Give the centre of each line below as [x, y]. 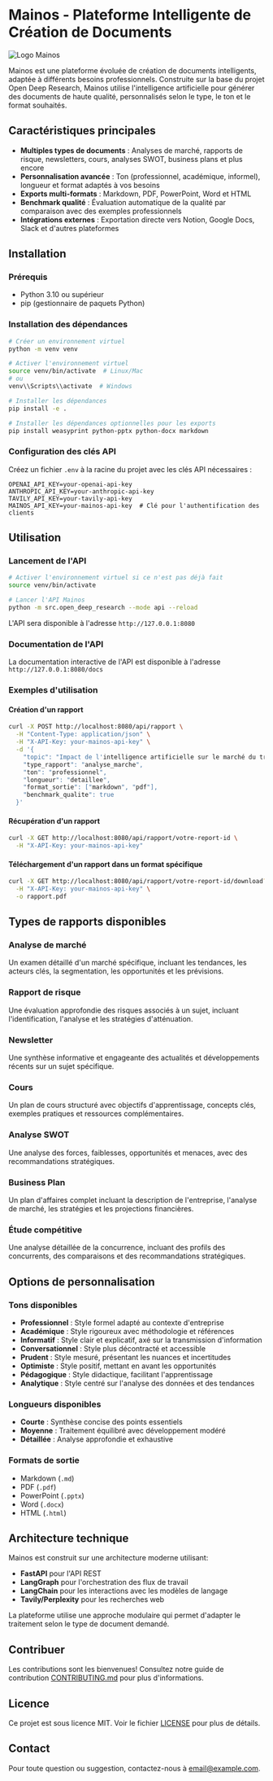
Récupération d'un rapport [54, 820]
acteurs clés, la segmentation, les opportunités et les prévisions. [116, 971]
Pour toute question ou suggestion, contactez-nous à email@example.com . [134, 1768]
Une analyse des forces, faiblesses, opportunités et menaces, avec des [128, 1153]
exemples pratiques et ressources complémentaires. [96, 1114]
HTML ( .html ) [43, 1512]
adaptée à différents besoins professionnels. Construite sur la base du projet [137, 79]
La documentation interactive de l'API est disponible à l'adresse [115, 662]
